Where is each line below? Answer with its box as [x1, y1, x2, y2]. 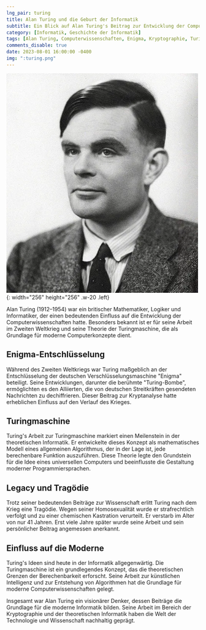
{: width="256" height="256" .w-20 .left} [6, 294, 110, 301]
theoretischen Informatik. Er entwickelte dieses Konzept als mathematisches [6, 439, 199, 446]
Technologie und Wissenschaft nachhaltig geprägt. [6, 617, 135, 624]
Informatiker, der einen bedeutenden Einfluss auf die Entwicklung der [6, 312, 181, 319]
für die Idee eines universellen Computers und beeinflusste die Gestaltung [6, 458, 194, 466]
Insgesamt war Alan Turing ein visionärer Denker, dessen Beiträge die [6, 597, 183, 604]
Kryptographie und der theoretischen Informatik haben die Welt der [6, 610, 177, 617]
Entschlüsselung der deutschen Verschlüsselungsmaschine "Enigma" [6, 372, 182, 379]
